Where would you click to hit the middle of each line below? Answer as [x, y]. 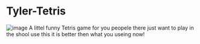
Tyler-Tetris [36, 11]
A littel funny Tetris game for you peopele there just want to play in [111, 28]
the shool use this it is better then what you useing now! [76, 34]
